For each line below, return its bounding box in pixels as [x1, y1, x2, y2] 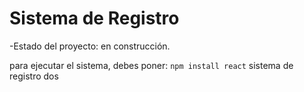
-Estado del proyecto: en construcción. [9, 40, 171, 52]
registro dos [9, 70, 59, 82]
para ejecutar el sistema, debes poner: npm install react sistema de [9, 59, 294, 71]
